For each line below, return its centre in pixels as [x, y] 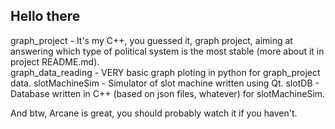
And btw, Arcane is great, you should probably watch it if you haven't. [154, 113]
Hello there [45, 16]
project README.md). [55, 61]
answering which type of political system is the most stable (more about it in [167, 51]
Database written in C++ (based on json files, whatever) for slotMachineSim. [168, 93]
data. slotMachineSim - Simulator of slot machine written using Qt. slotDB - [165, 83]
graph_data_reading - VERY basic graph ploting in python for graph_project [165, 72]
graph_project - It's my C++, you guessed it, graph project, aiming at [151, 40]
